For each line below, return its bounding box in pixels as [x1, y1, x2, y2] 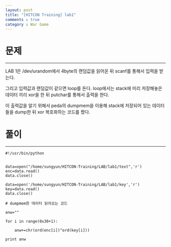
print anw [5, 237, 26, 242]
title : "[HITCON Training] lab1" [5, 12, 76, 17]
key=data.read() [5, 187, 40, 192]
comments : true [5, 17, 40, 22]
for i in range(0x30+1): [5, 219, 58, 224]
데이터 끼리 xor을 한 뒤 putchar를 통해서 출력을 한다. [5, 92, 109, 98]
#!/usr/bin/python [5, 151, 44, 156]
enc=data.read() [5, 169, 40, 174]
